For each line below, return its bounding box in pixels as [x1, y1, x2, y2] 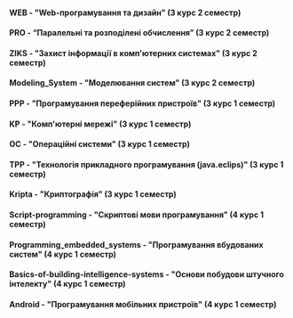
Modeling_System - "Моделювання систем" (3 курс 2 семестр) [9, 77, 256, 88]
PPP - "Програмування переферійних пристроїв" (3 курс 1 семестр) [9, 98, 276, 109]
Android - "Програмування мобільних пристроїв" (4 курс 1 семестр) [9, 298, 277, 309]
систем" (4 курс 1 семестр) [9, 249, 117, 259]
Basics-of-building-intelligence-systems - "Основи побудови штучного [9, 269, 284, 280]
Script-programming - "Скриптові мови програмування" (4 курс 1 [9, 209, 265, 220]
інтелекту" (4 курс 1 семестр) [9, 279, 126, 289]
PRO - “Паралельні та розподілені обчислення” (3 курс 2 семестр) [9, 28, 270, 38]
